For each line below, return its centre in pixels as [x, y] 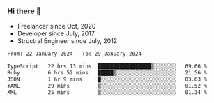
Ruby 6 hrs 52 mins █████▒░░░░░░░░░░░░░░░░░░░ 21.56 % [107, 73]
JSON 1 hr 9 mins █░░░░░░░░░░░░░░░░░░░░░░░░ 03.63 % [107, 79]
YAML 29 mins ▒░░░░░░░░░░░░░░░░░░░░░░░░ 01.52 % [107, 86]
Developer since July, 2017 [56, 33]
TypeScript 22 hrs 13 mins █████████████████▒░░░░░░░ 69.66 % [107, 66]
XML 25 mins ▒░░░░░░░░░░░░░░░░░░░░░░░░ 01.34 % [107, 92]
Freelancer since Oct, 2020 [56, 26]
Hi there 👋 [24, 11]
